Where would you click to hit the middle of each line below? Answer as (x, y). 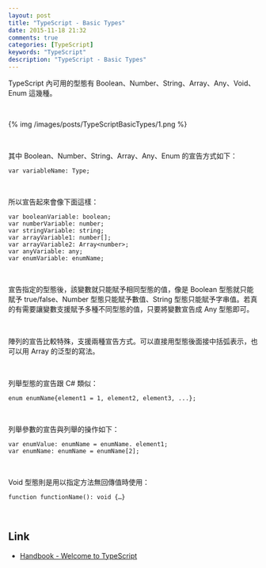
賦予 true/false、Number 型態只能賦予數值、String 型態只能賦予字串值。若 (129, 299)
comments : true (33, 38)
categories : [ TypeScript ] (51, 45)
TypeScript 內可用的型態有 (51, 83)
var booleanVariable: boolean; (60, 217)
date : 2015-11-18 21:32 (47, 30)
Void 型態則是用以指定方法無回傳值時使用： (79, 482)
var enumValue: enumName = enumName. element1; (88, 444)
